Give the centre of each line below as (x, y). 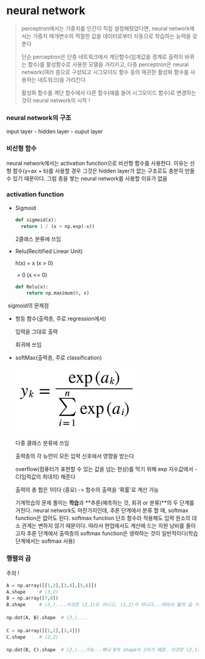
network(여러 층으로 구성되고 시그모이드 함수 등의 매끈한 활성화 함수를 (105, 72)
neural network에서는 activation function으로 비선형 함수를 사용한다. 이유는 (98, 163)
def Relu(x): (32, 287)
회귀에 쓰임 (28, 345)
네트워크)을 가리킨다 (62, 80)
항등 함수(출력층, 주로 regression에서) (61, 318)
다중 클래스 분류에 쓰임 (42, 443)
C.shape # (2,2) (33, 637)
